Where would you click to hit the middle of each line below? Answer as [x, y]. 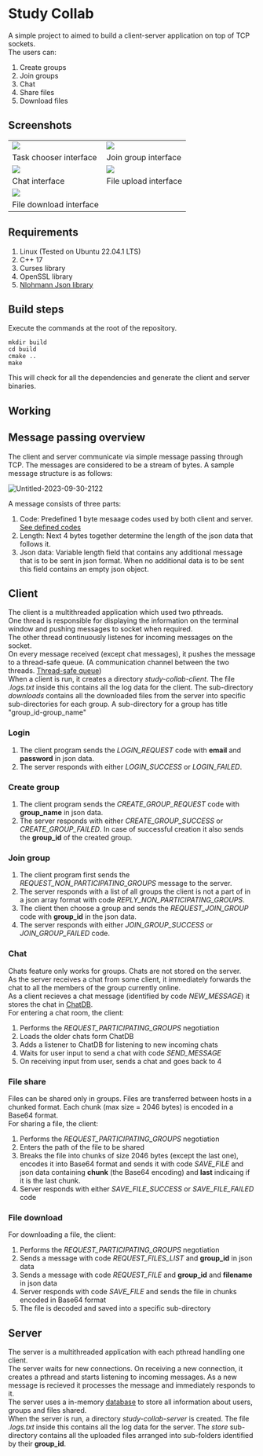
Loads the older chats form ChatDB [77, 1036]
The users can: [33, 52]
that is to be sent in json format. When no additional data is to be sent [132, 560]
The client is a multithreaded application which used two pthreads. [116, 613]
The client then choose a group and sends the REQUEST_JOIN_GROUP [134, 909]
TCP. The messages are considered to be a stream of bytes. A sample [121, 465]
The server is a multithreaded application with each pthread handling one [127, 1352]
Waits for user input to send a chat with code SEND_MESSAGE [121, 1052]
